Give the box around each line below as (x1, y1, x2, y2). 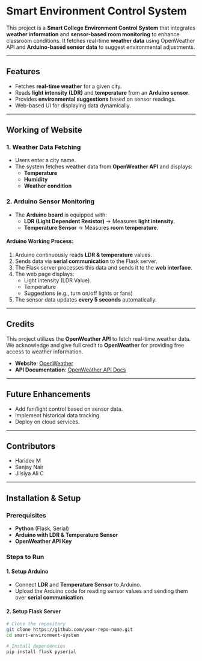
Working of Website (6, 125, 82, 135)
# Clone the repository (6, 621, 66, 627)
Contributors (6, 441, 56, 451)
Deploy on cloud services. (14, 418, 80, 425)
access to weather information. (6, 348, 84, 355)
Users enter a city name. (14, 157, 76, 164)
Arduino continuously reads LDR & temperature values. (14, 251, 152, 258)
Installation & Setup (6, 493, 81, 503)
